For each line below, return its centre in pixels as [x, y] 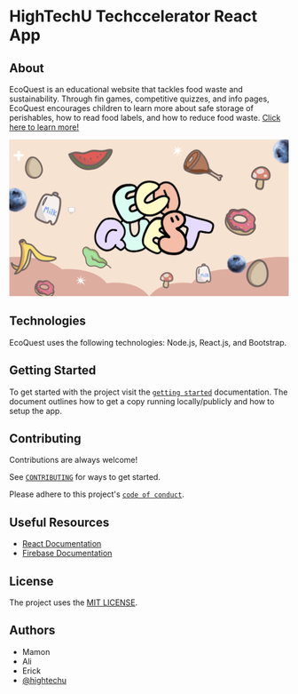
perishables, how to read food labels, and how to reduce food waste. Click [145, 118]
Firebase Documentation [67, 554]
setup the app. [35, 411]
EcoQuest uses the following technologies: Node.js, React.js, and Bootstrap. [148, 342]
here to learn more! [44, 127]
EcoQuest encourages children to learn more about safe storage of [132, 108]
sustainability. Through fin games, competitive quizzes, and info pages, [139, 99]
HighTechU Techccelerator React [133, 16]
